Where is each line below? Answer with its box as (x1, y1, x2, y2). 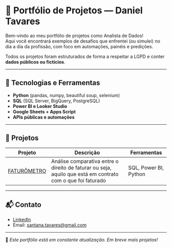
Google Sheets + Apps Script (12, 108, 76, 115)
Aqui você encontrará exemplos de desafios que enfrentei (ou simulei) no (5, 38, 160, 44)
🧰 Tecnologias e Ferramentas (5, 79, 100, 87)
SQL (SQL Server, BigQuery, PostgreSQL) (12, 98, 100, 104)
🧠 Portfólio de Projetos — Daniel (5, 5, 143, 16)
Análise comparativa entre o (51, 158, 119, 165)
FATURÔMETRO (8, 167, 47, 174)
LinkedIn (12, 217, 31, 223)
